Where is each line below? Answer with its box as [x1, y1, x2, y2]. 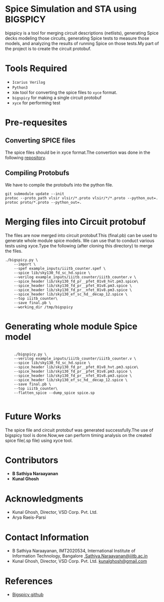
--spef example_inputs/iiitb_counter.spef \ [14, 266, 106, 271]
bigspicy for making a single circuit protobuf [12, 95, 102, 100]
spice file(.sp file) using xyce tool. [5, 437, 73, 443]
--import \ [14, 262, 36, 266]
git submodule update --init [5, 191, 64, 196]
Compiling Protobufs [5, 169, 70, 177]
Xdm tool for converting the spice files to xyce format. [12, 89, 118, 95]
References [5, 576, 53, 586]
